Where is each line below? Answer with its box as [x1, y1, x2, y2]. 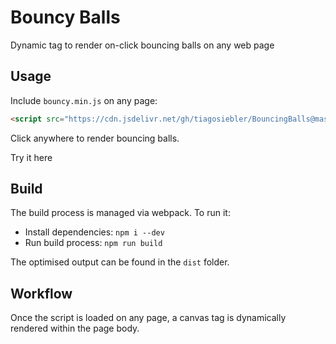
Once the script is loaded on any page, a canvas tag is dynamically [10, 312, 287, 324]
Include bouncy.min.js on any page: [10, 94, 158, 106]
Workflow [10, 285, 73, 302]
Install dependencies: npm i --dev [24, 226, 165, 238]
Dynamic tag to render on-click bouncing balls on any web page [10, 39, 275, 51]
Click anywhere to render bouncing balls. [10, 132, 180, 144]
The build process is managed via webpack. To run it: [10, 207, 231, 219]
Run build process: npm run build [24, 237, 163, 249]
